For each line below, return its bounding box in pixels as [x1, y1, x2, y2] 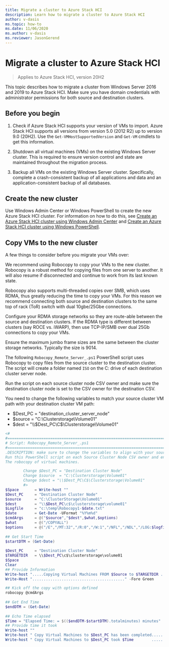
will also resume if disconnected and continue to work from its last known [5, 272, 158, 278]
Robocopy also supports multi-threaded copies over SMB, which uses [5, 287, 150, 293]
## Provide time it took [5, 623, 57, 628]
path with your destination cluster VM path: [5, 401, 95, 407]
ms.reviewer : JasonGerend [5, 36, 59, 41]
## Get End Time [5, 600, 39, 605]
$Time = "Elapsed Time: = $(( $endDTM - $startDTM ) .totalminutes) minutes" [5, 618, 161, 624]
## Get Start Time [5, 534, 44, 539]
